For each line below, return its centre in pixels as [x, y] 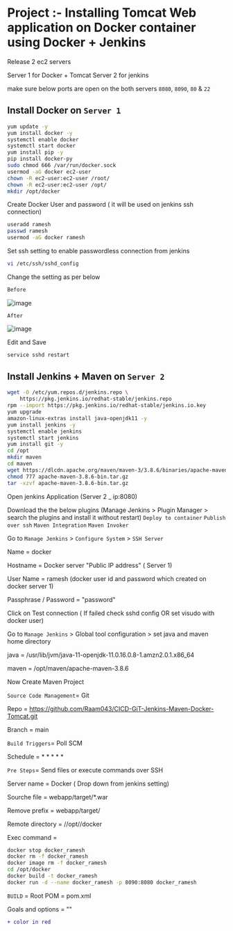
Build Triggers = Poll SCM [45, 743]
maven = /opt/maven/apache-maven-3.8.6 [68, 668]
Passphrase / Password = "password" [61, 599]
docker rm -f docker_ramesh [48, 857]
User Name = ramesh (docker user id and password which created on [107, 578]
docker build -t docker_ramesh [52, 876]
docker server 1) [31, 586]
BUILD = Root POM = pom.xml [49, 896]
